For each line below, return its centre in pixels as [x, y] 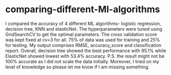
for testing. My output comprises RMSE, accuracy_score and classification [83, 45]
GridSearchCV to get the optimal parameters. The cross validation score [81, 34]
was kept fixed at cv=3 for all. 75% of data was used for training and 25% [83, 40]
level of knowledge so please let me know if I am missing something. [77, 67]
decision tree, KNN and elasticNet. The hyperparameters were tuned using [84, 29]
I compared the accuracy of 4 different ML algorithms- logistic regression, [83, 23]
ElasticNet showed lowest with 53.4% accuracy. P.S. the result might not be [85, 56]
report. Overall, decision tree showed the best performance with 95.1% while [86, 51]
